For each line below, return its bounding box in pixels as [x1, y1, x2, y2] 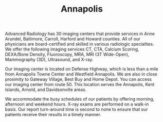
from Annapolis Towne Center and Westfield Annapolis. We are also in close [5, 71, 157, 77]
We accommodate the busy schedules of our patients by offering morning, [5, 96, 155, 102]
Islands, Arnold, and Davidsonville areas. [5, 87, 87, 93]
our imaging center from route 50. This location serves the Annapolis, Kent [5, 82, 155, 87]
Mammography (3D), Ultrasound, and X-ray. [5, 57, 93, 63]
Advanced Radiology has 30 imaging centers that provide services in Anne [5, 31, 155, 37]
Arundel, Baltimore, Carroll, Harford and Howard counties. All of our [5, 36, 141, 42]
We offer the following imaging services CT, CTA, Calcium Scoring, [5, 46, 139, 52]
